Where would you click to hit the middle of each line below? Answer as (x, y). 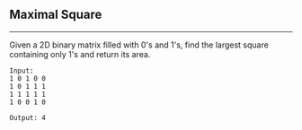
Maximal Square (56, 15)
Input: (22, 71)
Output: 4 (28, 117)
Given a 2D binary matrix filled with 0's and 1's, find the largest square (139, 45)
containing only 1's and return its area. (80, 54)
